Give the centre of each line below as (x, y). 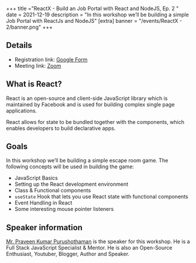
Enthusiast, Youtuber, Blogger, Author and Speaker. (68, 254)
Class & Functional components (53, 191)
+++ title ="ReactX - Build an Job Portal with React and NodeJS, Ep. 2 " (92, 8)
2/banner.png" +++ (29, 27)
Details (19, 45)
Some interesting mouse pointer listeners (64, 209)
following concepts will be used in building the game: (70, 167)
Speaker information (44, 227)
